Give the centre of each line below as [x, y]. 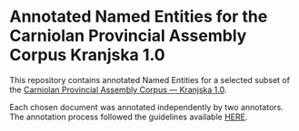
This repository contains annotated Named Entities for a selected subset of [150, 80]
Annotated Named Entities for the [139, 17]
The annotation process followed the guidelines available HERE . [129, 117]
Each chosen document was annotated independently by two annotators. [146, 107]
